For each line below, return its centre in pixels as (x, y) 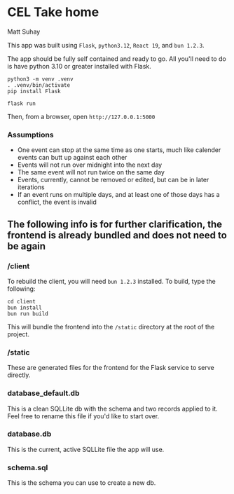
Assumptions (30, 135)
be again (27, 246)
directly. (19, 375)
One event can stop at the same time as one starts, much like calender (119, 150)
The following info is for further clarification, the (115, 224)
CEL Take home (53, 12)
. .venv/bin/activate (39, 85)
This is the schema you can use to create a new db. (82, 483)
